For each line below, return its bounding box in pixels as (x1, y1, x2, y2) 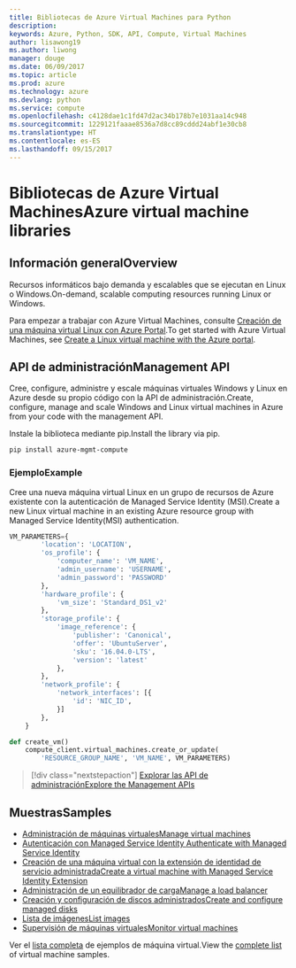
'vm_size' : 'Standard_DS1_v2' (56, 598, 168, 607)
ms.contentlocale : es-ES (9, 136, 101, 145)
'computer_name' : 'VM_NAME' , (56, 557, 164, 566)
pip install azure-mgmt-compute (9, 445, 128, 454)
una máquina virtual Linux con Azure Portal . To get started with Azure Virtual (9, 324, 285, 335)
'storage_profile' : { (41, 615, 121, 623)
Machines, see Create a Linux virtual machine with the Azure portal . (9, 334, 256, 345)
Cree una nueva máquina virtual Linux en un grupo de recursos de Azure (9, 486, 274, 497)
